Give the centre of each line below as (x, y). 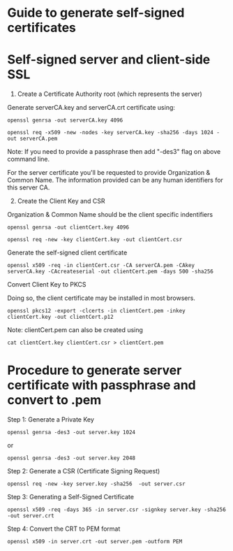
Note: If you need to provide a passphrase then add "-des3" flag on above (114, 152)
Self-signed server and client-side (109, 60)
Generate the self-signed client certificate (67, 252)
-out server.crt (31, 516)
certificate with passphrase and (102, 385)
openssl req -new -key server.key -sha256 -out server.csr (97, 484)
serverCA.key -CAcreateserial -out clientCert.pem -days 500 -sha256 (111, 272)
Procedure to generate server (95, 370)
